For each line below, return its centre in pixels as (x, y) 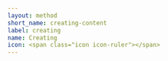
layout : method (32, 15)
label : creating (34, 30)
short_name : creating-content (57, 23)
